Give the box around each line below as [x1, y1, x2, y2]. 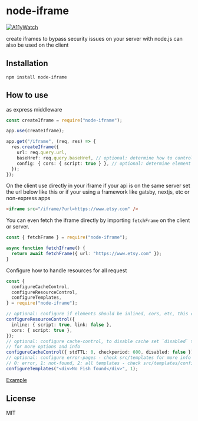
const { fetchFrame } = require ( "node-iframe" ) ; [6, 234, 128, 240]
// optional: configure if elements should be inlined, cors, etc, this [6, 311, 189, 317]
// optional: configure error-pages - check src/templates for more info [6, 355, 192, 361]
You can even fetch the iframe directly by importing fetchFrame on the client [6, 217, 190, 224]
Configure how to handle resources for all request [6, 267, 127, 274]
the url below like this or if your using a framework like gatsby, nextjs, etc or [6, 188, 190, 195]
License [6, 394, 36, 404]
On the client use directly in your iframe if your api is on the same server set [6, 182, 190, 190]
